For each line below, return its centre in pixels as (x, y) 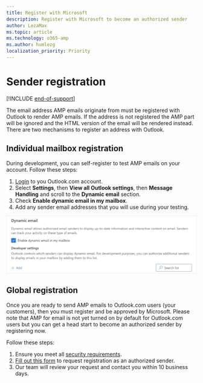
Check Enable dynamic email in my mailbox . (71, 200)
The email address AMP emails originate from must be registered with (93, 110)
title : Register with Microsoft (47, 13)
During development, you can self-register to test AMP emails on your (93, 163)
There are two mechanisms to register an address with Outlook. (85, 129)
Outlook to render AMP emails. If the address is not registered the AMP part (100, 116)
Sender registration (56, 82)
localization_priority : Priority (48, 51)
